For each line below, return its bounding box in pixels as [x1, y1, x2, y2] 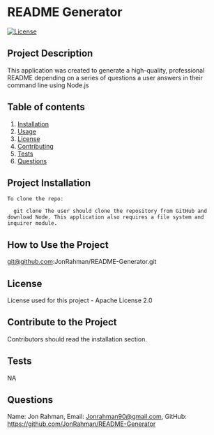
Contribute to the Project [7, 316, 117, 328]
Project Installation [7, 177, 91, 189]
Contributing [17, 142, 54, 150]
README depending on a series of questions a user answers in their [7, 73, 204, 82]
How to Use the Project [7, 239, 109, 251]
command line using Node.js [7, 81, 89, 89]
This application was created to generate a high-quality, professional [7, 66, 205, 74]
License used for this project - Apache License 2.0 [7, 296, 153, 304]
